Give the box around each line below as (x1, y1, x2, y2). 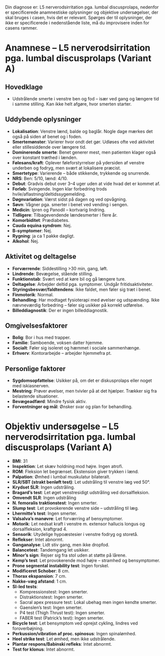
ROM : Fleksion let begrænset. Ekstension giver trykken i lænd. (12, 469, 139, 474)
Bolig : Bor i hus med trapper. (12, 335, 71, 341)
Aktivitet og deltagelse (5, 252, 76, 261)
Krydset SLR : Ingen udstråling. (12, 484, 75, 490)
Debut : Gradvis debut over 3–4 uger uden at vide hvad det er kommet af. (12, 181, 161, 187)
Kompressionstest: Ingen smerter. (19, 589, 88, 595)
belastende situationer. (12, 393, 59, 399)
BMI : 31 (12, 458, 28, 464)
